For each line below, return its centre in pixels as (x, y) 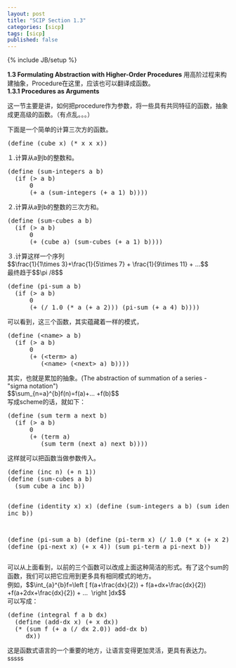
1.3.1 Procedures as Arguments (53, 92)
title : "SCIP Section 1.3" (47, 20)
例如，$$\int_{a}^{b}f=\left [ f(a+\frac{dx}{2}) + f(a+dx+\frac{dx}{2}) (107, 585)
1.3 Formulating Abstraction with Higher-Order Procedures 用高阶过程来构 (117, 75)
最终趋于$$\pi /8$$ (35, 272)
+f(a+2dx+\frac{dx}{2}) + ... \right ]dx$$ (67, 593)
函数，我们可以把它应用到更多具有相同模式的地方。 (81, 576)
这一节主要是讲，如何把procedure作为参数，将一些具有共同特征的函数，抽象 (118, 106)
